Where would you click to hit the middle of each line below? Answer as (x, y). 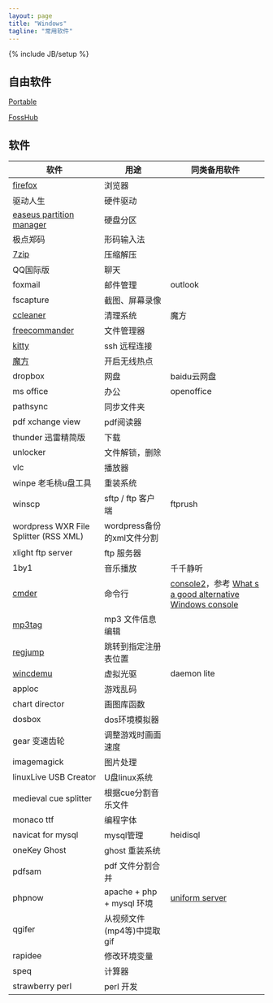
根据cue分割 (128, 793)
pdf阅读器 (123, 422)
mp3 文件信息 (130, 619)
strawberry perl (42, 986)
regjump (28, 652)
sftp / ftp (121, 498)
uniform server (199, 898)
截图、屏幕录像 (133, 300)
